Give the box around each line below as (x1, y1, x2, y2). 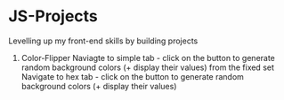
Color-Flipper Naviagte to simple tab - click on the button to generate (20, 52, 275, 63)
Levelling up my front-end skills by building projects (8, 35, 199, 46)
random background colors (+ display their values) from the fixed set (20, 62, 275, 73)
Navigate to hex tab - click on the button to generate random (20, 71, 244, 81)
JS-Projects (8, 6, 99, 27)
